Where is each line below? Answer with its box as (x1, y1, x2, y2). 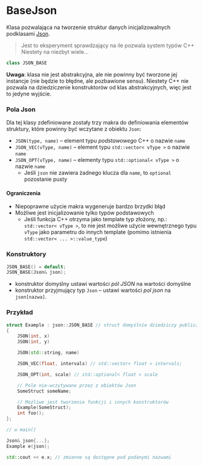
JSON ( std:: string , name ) (17, 350, 80, 356)
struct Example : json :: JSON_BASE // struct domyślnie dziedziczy (6, 322, 177, 328)
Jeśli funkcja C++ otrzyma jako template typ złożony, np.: (24, 216, 167, 223)
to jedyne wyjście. (6, 90, 51, 97)
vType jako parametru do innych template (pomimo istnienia (24, 228, 172, 236)
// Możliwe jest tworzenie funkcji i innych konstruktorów (17, 399, 169, 405)
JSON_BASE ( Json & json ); (6, 270, 66, 276)
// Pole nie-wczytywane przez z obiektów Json (17, 382, 137, 389)
